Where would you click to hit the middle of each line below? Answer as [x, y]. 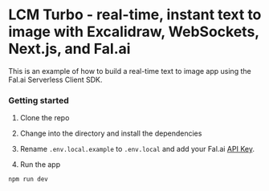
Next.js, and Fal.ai [69, 49]
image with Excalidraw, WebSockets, [134, 32]
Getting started [39, 100]
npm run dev [28, 179]
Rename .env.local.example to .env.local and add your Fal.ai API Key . [137, 149]
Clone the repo [45, 118]
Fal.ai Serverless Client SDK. [55, 79]
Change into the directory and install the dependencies [111, 133]
